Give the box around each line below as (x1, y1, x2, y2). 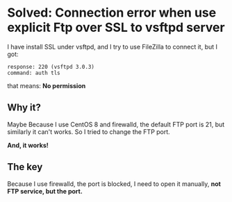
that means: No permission (7, 81, 86, 90)
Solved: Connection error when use (7, 5, 217, 21)
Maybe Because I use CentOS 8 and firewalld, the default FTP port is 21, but (7, 120, 225, 128)
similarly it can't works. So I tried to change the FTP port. (7, 127, 170, 136)
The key (7, 161, 43, 173)
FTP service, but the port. (7, 187, 83, 195)
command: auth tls (7, 69, 60, 76)
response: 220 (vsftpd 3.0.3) (7, 63, 95, 70)
